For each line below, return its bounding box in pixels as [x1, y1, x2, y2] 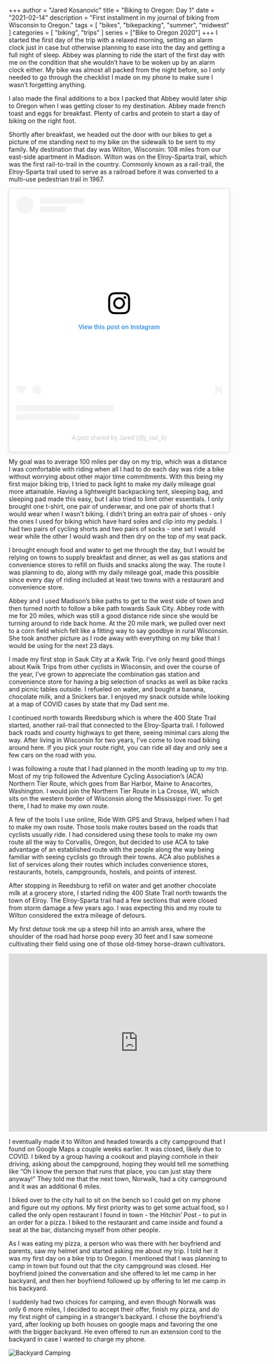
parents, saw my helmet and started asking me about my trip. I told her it [8, 1247, 219, 1255]
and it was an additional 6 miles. [8, 1182, 102, 1190]
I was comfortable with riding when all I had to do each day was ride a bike [8, 465, 224, 473]
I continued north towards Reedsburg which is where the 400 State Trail [8, 713, 217, 722]
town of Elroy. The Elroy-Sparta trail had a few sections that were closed [8, 896, 217, 904]
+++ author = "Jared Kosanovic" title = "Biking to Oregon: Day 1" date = [8, 6, 215, 14]
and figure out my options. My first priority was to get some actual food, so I [8, 1203, 229, 1212]
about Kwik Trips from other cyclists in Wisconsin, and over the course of [8, 662, 220, 670]
